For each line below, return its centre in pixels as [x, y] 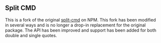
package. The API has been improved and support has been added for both [81, 30]
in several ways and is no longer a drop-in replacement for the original [75, 25]
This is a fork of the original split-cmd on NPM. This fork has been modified [80, 20]
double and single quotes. [31, 35]
